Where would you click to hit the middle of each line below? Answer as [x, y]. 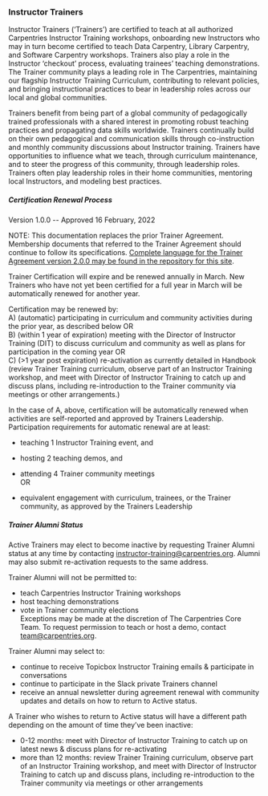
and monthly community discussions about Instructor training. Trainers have [134, 148]
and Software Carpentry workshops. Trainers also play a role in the [119, 55]
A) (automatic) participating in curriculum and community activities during [130, 318]
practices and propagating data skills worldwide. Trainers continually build [131, 130]
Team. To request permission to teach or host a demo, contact [123, 627]
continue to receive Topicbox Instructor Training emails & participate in [137, 667]
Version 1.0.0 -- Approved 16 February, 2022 [82, 220]
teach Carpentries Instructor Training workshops [100, 593]
